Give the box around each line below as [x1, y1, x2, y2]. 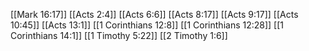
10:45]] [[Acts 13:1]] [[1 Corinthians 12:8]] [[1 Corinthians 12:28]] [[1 [10, 19, 285, 31]
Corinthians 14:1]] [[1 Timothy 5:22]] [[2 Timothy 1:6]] [10, 30, 228, 41]
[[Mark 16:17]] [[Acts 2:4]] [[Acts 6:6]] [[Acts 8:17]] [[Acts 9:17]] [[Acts [10, 9, 299, 20]
